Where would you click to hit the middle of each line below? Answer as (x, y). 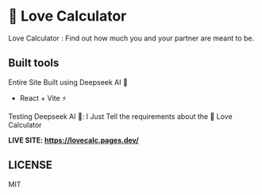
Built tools (34, 63)
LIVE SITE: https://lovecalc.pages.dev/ (73, 140)
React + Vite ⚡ (43, 97)
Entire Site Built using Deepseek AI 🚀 (68, 82)
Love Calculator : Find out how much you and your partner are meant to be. (131, 38)
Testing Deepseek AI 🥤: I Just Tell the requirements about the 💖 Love (120, 116)
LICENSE (31, 165)
